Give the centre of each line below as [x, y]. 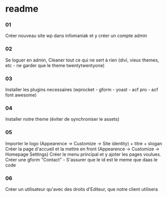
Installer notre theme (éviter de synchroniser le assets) [62, 119]
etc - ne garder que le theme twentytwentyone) [55, 65]
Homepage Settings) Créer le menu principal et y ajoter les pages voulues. [83, 154]
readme [22, 9]
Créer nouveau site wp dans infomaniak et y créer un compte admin [76, 36]
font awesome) [21, 95]
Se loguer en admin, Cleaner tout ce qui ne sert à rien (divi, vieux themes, [82, 60]
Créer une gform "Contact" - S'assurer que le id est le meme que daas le [81, 159]
